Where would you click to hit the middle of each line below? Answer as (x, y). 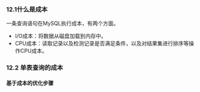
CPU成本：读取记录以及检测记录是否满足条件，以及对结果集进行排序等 (102, 43)
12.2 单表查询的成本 (35, 68)
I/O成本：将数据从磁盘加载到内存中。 (60, 36)
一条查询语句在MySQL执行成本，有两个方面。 (63, 23)
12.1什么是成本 (27, 9)
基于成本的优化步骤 (30, 83)
